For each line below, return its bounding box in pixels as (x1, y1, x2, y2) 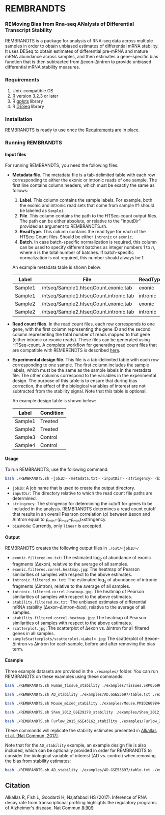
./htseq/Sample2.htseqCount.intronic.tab (40, 309, 134, 316)
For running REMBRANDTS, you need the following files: (5, 162, 119, 168)
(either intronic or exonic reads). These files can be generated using (12, 337, 150, 343)
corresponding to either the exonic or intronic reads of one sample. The (12, 177, 157, 183)
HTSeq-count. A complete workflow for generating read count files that (12, 342, 157, 348)
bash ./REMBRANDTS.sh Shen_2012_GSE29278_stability (5, 709, 113, 715)
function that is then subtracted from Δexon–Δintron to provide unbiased (5, 59, 152, 65)
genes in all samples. (12, 630, 55, 636)
